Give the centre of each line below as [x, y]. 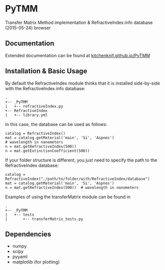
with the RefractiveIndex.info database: [45, 88]
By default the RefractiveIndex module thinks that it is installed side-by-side [82, 83]
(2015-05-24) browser [28, 27]
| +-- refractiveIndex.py [34, 106]
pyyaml [20, 257]
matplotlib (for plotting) [36, 262]
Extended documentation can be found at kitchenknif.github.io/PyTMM [78, 55]
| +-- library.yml [27, 115]
